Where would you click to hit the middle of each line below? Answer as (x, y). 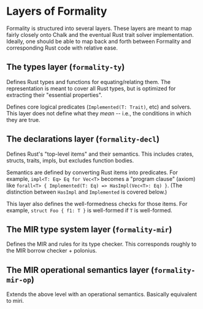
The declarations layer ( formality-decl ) (83, 139)
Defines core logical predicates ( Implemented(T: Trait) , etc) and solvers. (99, 107)
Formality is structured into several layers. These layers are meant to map (99, 28)
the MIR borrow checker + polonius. (52, 251)
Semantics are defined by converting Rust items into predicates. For (92, 172)
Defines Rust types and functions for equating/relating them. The (88, 82)
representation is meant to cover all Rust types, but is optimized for (91, 88)
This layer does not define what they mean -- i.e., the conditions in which (99, 113)
